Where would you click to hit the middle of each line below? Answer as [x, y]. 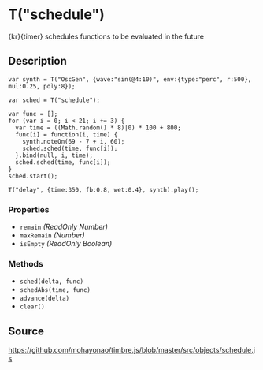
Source [26, 331]
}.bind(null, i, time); [54, 155]
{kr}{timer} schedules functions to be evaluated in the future [106, 36]
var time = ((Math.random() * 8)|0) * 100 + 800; [98, 128]
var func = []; [33, 114]
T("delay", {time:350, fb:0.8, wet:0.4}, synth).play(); [104, 190]
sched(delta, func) [52, 282]
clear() [32, 307]
